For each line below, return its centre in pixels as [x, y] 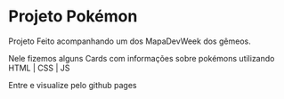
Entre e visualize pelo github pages [73, 85]
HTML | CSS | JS [39, 68]
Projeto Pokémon [73, 16]
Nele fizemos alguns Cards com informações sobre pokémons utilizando [142, 58]
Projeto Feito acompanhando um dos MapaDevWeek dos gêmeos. [130, 41]
